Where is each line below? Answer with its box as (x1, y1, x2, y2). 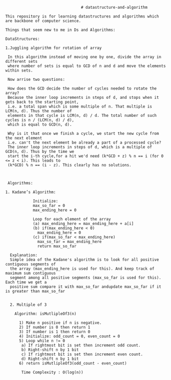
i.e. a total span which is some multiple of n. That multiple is (7, 104, 153, 109)
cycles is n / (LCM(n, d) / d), (5, 117, 74, 123)
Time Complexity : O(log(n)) (21, 370, 83, 375)
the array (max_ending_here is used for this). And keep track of (10, 266, 155, 271)
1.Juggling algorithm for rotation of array (5, 45, 102, 50)
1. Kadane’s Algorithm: (5, 189, 56, 195)
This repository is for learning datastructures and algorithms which (5, 14, 159, 19)
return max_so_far (37, 244, 77, 249)
